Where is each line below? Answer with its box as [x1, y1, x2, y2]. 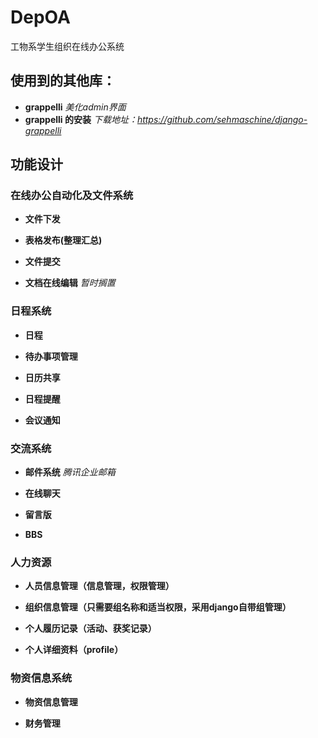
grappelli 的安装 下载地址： [24, 113, 138, 125]
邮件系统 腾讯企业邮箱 [24, 466, 116, 478]
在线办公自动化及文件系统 [10, 189, 134, 203]
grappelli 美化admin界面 [24, 101, 127, 113]
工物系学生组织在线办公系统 [10, 40, 125, 52]
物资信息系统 [10, 671, 73, 685]
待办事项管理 [24, 350, 78, 362]
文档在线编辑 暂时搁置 [24, 277, 116, 289]
